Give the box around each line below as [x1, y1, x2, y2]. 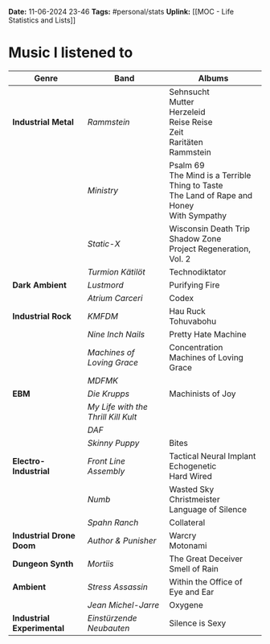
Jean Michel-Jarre [87, 599, 160, 610]
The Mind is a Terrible [168, 169, 252, 180]
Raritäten [168, 136, 203, 147]
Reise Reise [168, 116, 213, 127]
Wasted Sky [168, 483, 215, 494]
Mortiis [87, 558, 114, 569]
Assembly [87, 465, 125, 477]
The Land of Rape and [168, 189, 253, 200]
